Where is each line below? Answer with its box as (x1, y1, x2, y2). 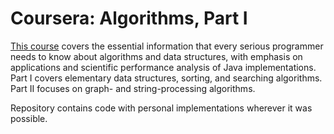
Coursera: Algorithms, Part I (10, 7, 248, 30)
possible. (10, 112, 48, 124)
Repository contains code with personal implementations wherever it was (10, 102, 313, 114)
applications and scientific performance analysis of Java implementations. (10, 61, 317, 73)
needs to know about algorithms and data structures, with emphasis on (10, 50, 303, 62)
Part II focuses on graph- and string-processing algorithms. (10, 82, 256, 94)
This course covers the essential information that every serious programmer (10, 40, 324, 52)
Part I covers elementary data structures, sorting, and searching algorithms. (10, 72, 323, 84)
